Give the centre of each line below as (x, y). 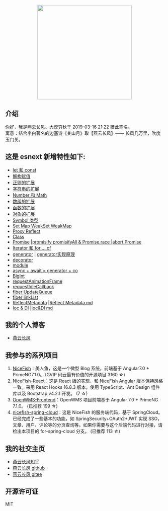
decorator (23, 260)
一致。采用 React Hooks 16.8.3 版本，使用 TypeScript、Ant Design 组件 (86, 387)
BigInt (19, 276)
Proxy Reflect (26, 231)
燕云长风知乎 (26, 462)
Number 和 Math (30, 195)
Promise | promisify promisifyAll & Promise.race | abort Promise (77, 242)
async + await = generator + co (45, 270)
